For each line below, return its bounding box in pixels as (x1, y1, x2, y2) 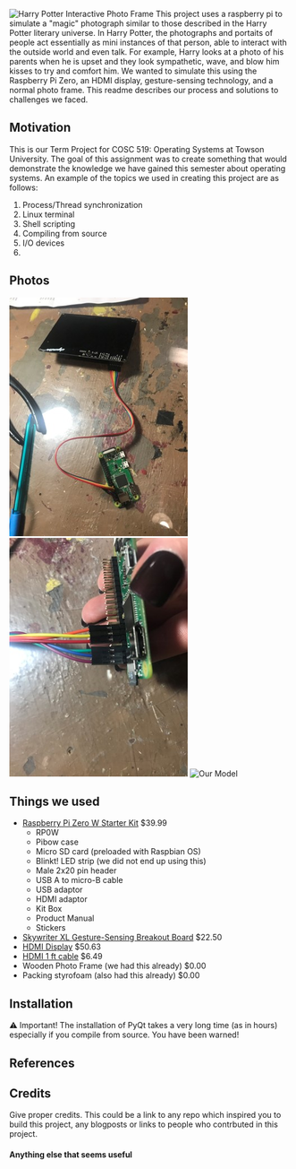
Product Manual (35, 913, 95, 923)
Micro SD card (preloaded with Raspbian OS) (35, 846, 201, 857)
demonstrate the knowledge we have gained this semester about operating (9, 162, 286, 174)
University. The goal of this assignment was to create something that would (9, 153, 288, 164)
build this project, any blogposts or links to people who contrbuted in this (9, 1119, 279, 1130)
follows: (9, 182, 38, 193)
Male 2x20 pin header (35, 865, 117, 876)
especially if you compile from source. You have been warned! (9, 1029, 240, 1040)
